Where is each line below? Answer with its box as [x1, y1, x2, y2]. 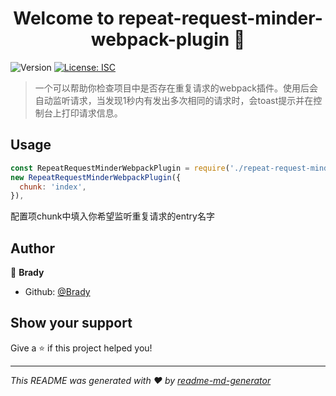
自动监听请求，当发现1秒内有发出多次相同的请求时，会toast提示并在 [34, 94, 314, 106]
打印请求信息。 [61, 107, 123, 119]
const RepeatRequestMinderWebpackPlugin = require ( [10, 163, 230, 173]
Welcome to [13, 7, 115, 30]
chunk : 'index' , [19, 182, 87, 192]
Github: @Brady [24, 286, 91, 298]
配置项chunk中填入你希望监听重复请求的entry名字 [10, 210, 215, 222]
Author [10, 240, 55, 257]
